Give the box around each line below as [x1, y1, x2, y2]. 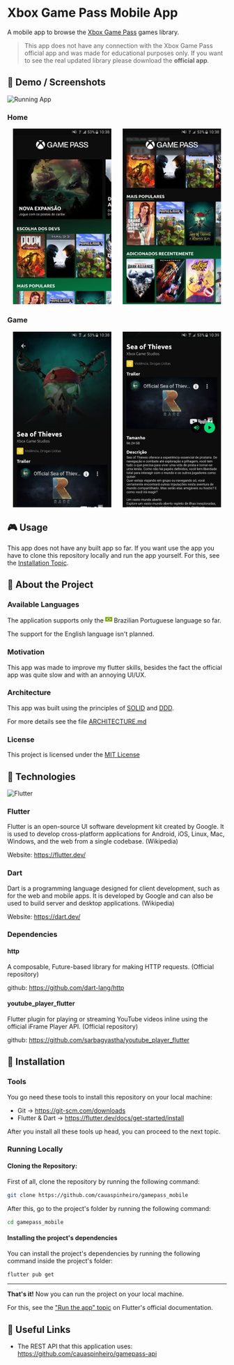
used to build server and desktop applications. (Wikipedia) [7, 899, 175, 907]
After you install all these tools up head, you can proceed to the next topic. [7, 1127, 221, 1136]
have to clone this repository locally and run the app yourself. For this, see [7, 551, 220, 559]
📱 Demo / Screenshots [7, 77, 106, 89]
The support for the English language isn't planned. [7, 630, 155, 639]
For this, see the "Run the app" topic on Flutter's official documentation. [7, 1304, 214, 1312]
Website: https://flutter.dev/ [7, 851, 86, 859]
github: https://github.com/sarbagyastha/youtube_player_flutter [7, 1035, 190, 1044]
